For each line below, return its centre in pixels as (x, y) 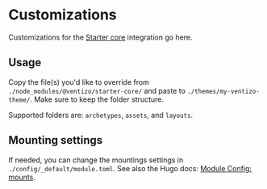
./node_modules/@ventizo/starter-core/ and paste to (97, 90)
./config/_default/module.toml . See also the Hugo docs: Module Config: (130, 168)
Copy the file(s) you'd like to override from (79, 82)
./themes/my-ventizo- (223, 91)
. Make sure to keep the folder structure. (96, 99)
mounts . (22, 177)
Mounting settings (56, 140)
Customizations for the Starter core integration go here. (100, 37)
